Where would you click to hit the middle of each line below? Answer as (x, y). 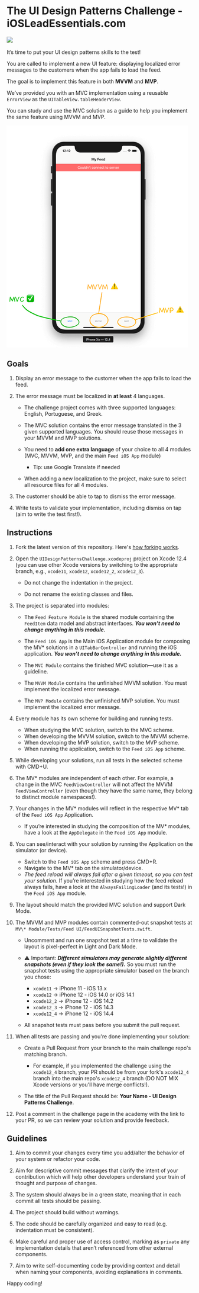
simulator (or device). (41, 850)
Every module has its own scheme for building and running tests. (94, 718)
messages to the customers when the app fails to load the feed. (84, 70)
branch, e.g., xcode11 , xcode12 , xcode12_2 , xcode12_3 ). (80, 571)
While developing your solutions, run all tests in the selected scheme (99, 760)
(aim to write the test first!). (48, 514)
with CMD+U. (32, 766)
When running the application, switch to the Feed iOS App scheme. (105, 749)
